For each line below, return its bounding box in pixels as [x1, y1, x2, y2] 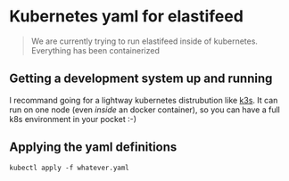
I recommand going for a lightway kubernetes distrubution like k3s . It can [9, 95, 278, 105]
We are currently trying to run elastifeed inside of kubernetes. [30, 36, 259, 46]
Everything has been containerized [30, 45, 161, 55]
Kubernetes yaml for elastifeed [9, 6, 244, 27]
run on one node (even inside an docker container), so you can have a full [9, 104, 281, 115]
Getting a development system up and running [9, 71, 273, 86]
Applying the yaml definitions [9, 140, 178, 155]
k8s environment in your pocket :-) [9, 113, 136, 124]
